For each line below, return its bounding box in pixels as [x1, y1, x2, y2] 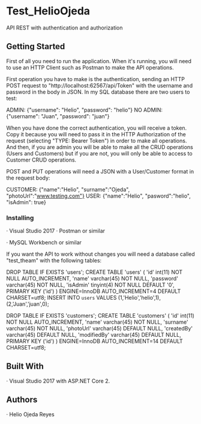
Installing [6, 213, 34, 222]
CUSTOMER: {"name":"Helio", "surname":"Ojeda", [6, 186, 130, 193]
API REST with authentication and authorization [6, 24, 123, 31]
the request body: [6, 174, 50, 181]
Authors [6, 395, 38, 405]
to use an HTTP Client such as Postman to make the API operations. [6, 64, 174, 71]
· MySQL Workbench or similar [6, 239, 82, 246]
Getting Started [6, 41, 65, 52]
